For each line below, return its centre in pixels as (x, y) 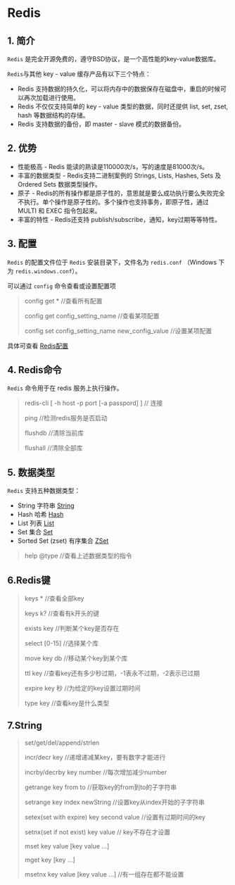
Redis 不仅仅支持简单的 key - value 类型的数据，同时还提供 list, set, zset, (123, 106)
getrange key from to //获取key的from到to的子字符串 (101, 787)
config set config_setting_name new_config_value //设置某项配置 (118, 331)
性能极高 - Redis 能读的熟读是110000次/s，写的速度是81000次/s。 (113, 166)
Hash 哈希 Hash (40, 515)
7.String (25, 726)
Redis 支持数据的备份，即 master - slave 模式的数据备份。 (101, 124)
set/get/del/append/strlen (62, 742)
